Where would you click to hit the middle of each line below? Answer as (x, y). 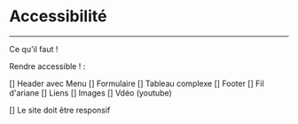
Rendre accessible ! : (47, 66)
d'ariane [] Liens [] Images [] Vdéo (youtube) (91, 93)
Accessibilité (58, 16)
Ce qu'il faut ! (34, 49)
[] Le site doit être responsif (60, 110)
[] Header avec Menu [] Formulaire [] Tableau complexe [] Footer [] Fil (137, 83)
